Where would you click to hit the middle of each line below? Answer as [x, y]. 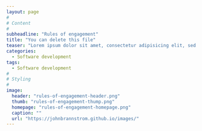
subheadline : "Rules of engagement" [52, 34]
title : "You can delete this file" [51, 40]
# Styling [19, 79]
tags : [13, 62]
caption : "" [27, 113]
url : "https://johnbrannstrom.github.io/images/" [75, 118]
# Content [19, 23]
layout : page [23, 12]
